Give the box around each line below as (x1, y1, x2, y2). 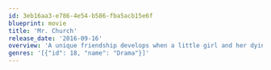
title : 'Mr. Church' (8, 27, 78, 35)
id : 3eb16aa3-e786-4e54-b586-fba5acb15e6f (8, 11, 153, 20)
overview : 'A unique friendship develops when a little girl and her (8, 42, 248, 50)
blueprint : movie (8, 19, 67, 27)
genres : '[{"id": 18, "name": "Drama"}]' (8, 49, 150, 57)
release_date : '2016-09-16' (8, 34, 103, 43)
